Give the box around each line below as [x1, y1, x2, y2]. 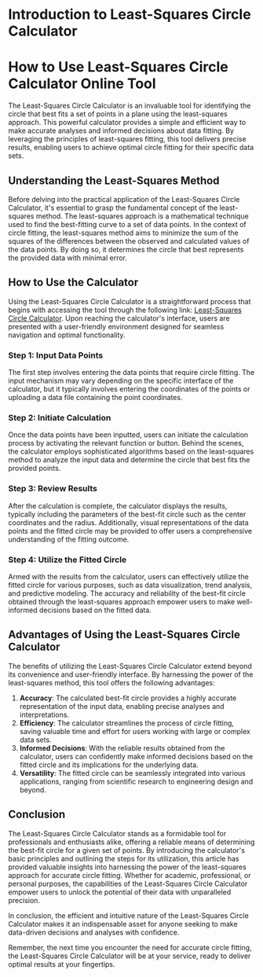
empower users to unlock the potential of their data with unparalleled [8, 887, 232, 897]
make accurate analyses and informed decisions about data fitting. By [8, 126, 234, 135]
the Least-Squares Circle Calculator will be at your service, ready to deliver [8, 951, 251, 960]
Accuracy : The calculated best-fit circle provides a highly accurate [19, 693, 237, 703]
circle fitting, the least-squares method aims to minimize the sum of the [8, 228, 239, 237]
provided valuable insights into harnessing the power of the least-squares [8, 862, 247, 872]
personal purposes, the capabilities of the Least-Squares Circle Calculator [8, 879, 248, 888]
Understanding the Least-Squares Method [8, 174, 220, 187]
